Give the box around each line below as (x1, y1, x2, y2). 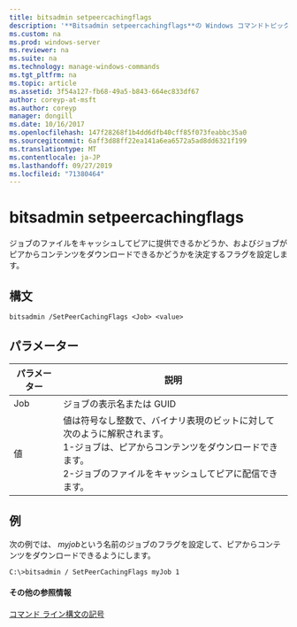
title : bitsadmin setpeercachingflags (9, 12, 152, 22)
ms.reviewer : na (9, 46, 69, 55)
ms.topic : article (9, 79, 77, 88)
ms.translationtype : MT (9, 144, 97, 153)
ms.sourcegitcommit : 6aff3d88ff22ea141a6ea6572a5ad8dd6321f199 (9, 136, 247, 145)
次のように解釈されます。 (63, 427, 169, 439)
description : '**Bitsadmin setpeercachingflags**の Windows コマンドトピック (9, 21, 290, 30)
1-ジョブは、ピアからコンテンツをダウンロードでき (63, 440, 278, 453)
